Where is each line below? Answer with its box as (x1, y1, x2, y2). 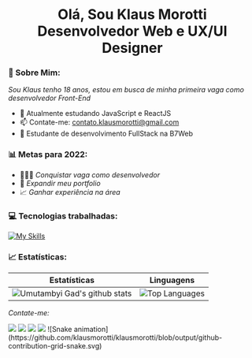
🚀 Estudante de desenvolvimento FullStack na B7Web (19, 129, 193, 139)
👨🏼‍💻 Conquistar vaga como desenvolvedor (19, 170, 160, 179)
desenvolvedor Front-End (8, 93, 91, 103)
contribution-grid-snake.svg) (8, 341, 102, 351)
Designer (102, 39, 163, 57)
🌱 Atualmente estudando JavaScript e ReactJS (19, 109, 172, 118)
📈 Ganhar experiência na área (19, 187, 120, 196)
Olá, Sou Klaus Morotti (57, 6, 207, 24)
